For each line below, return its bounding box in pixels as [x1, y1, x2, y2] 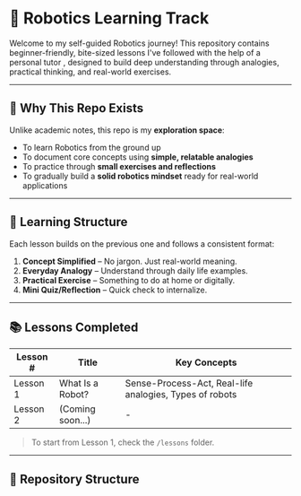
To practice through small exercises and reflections [21, 161, 217, 171]
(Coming [59, 403, 96, 415]
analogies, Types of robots [125, 388, 237, 401]
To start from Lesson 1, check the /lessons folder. [30, 437, 215, 448]
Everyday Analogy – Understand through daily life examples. [21, 265, 248, 276]
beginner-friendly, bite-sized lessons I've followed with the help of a [9, 47, 262, 57]
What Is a [59, 377, 99, 389]
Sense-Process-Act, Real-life [125, 377, 254, 389]
